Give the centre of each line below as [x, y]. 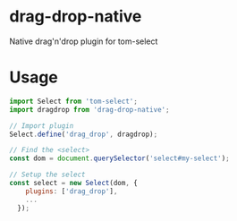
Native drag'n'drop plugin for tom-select [84, 41]
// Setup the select [48, 175]
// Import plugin [42, 126]
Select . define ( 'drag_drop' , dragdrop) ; [84, 134]
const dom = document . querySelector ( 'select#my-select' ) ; [119, 158]
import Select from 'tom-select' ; [74, 101]
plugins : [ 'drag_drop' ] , [72, 191]
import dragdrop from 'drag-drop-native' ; [89, 109]
